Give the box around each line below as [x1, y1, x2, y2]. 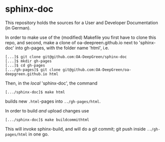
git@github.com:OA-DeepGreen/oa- [62, 67, 132, 72]
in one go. [28, 131, 49, 137]
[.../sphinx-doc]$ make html [5, 89, 65, 94]
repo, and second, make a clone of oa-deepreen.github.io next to [5, 39, 138, 45]
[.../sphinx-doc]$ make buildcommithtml [5, 117, 90, 122]
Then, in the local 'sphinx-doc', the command [5, 80, 98, 86]
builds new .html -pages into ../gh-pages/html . [5, 98, 101, 104]
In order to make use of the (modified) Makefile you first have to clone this [5, 34, 157, 40]
